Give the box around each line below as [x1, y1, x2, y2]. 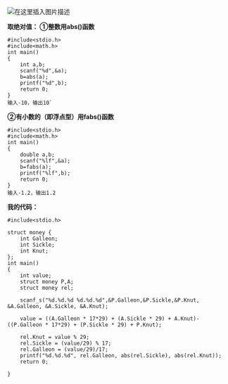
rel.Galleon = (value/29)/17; [20, 346, 109, 353]
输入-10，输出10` [7, 99, 53, 106]
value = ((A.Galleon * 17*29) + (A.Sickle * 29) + [20, 315, 172, 322]
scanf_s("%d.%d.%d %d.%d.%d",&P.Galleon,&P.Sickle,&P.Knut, [20, 297, 200, 304]
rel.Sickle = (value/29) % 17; [20, 340, 112, 347]
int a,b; [20, 61, 46, 68]
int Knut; [20, 248, 49, 255]
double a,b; [20, 151, 55, 158]
